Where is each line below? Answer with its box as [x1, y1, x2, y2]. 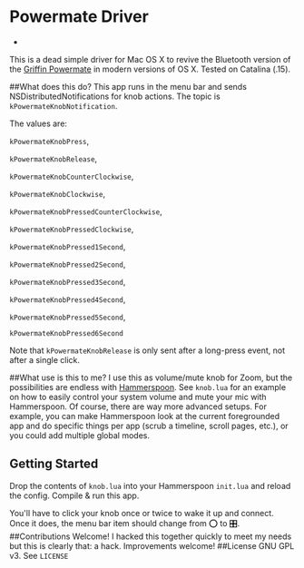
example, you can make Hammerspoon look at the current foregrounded [9, 410, 280, 421]
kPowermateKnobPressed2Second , [9, 259, 126, 269]
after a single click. [9, 354, 80, 365]
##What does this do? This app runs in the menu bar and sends [9, 81, 248, 92]
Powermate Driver [9, 6, 150, 27]
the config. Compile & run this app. [9, 490, 140, 501]
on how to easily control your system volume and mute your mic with [9, 391, 267, 402]
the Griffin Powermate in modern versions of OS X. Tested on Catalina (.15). [9, 64, 291, 74]
